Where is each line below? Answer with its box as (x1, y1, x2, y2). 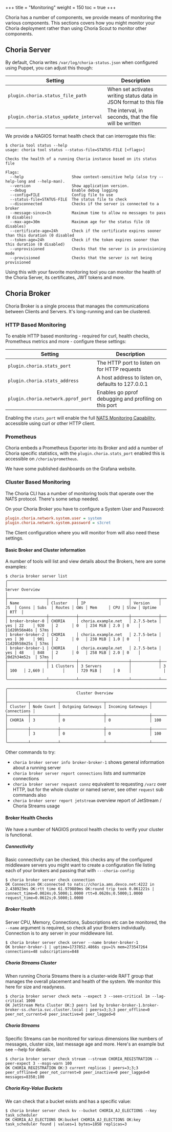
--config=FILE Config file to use (10, 192, 114, 197)
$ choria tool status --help (5, 142, 68, 148)
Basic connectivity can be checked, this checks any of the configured (5, 856, 153, 863)
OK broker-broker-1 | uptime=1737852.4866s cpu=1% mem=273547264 (5, 944, 147, 949)
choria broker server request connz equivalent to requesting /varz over (12, 781, 167, 787)
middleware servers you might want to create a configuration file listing (5, 861, 156, 868)
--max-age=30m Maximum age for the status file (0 (10, 219, 150, 224)
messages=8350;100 (5, 1074, 45, 1080)
